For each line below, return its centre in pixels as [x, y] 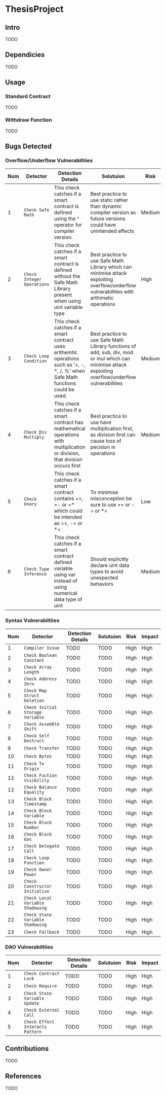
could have [103, 225]
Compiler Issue [42, 648]
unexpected [104, 578]
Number [32, 827]
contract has [69, 422]
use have [101, 422]
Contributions [27, 1049]
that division [68, 460]
